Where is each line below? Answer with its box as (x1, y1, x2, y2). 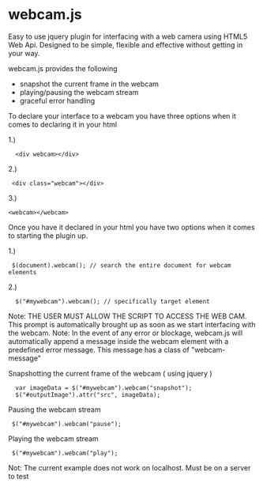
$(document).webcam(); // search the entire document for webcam (11, 261, 231, 270)
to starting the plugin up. (8, 231, 88, 240)
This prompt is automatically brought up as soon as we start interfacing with (8, 319, 256, 329)
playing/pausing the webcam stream (19, 87, 139, 96)
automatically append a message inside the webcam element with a (8, 336, 229, 345)
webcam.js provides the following (8, 63, 118, 73)
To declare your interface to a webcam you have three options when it (8, 111, 237, 120)
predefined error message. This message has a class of (8, 345, 190, 354)
